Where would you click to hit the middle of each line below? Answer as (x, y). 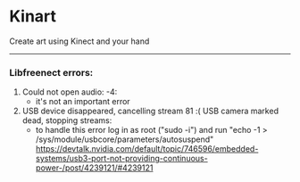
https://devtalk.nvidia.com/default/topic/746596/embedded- (147, 149)
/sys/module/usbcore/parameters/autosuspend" (125, 139)
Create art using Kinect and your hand (79, 41)
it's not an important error (83, 102)
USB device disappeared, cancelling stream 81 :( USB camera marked (150, 111)
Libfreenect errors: (51, 72)
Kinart (33, 17)
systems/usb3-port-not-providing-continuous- (121, 159)
